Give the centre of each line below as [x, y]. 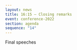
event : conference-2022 [30, 19]
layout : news [19, 10]
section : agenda [22, 24]
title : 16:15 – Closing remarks [38, 14]
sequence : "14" [21, 28]
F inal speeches [21, 42]
